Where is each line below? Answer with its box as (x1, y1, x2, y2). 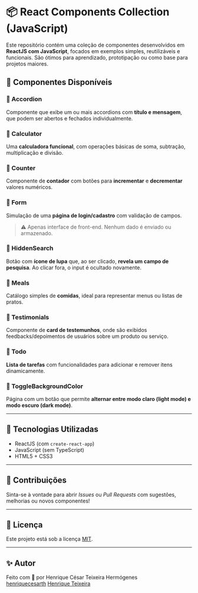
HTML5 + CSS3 (14, 452, 53, 460)
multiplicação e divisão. (6, 149, 64, 156)
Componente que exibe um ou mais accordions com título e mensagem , (6, 108, 183, 116)
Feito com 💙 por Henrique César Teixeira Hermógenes (6, 574, 138, 581)
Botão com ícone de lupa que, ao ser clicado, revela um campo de (6, 258, 169, 265)
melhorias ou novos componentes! (6, 497, 90, 504)
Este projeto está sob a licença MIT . (6, 536, 93, 543)
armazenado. (20, 229, 53, 237)
